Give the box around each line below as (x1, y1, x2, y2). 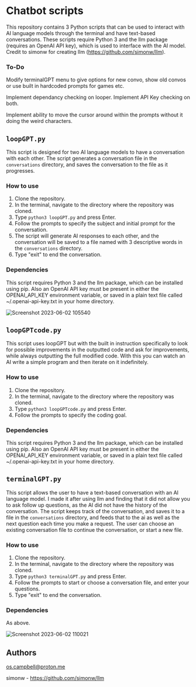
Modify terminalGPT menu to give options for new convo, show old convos (6, 76, 186, 83)
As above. (6, 619, 30, 627)
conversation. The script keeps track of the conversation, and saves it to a (6, 507, 185, 514)
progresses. (6, 167, 35, 174)
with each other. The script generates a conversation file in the (6, 155, 157, 162)
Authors (6, 648, 37, 658)
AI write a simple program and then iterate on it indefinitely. (6, 359, 149, 366)
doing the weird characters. (6, 118, 73, 125)
